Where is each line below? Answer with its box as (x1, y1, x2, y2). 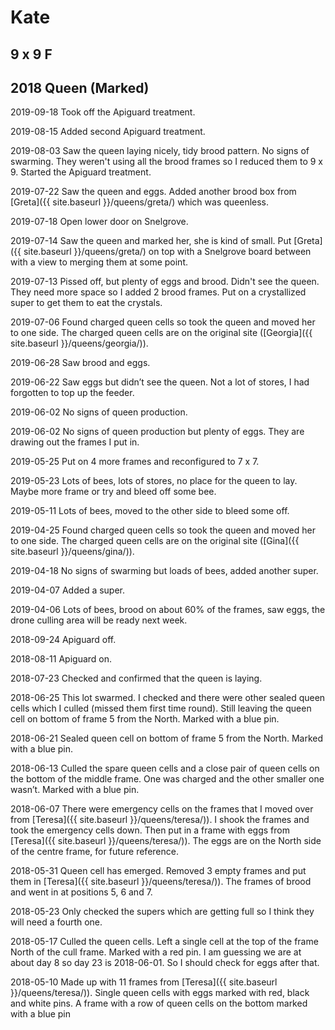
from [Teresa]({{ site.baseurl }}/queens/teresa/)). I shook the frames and (10, 814, 310, 826)
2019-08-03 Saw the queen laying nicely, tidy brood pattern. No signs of (10, 145, 310, 157)
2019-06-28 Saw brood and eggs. (10, 357, 151, 369)
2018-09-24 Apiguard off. (10, 634, 117, 646)
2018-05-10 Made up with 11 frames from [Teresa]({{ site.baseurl (10, 976, 278, 988)
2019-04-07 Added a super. (10, 584, 126, 596)
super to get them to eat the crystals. (10, 297, 163, 309)
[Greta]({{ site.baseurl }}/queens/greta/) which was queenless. (10, 196, 270, 208)
